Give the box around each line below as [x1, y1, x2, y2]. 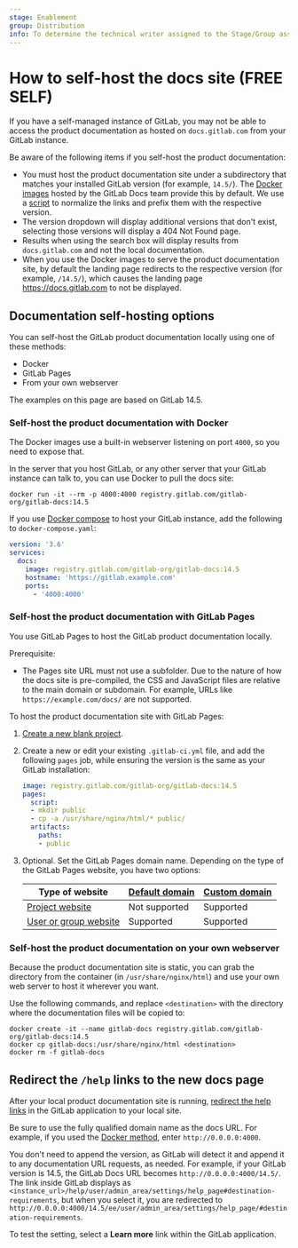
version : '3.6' [9, 540, 66, 549]
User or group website [26, 915, 121, 927]
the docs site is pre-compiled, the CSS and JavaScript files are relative [21, 674, 281, 685]
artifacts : [30, 823, 71, 831]
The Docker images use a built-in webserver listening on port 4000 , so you [9, 437, 280, 448]
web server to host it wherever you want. [9, 981, 160, 991]
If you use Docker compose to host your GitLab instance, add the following [9, 513, 283, 524]
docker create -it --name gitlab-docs [9, 1025, 153, 1034]
